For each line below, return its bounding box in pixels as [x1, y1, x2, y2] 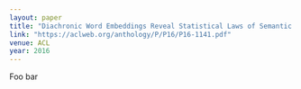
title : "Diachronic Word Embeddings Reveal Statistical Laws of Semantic [9, 22, 293, 31]
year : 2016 [9, 47, 50, 56]
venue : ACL [9, 38, 50, 48]
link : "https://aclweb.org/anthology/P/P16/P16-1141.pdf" [9, 30, 232, 39]
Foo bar [9, 71, 39, 82]
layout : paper [9, 13, 63, 22]
